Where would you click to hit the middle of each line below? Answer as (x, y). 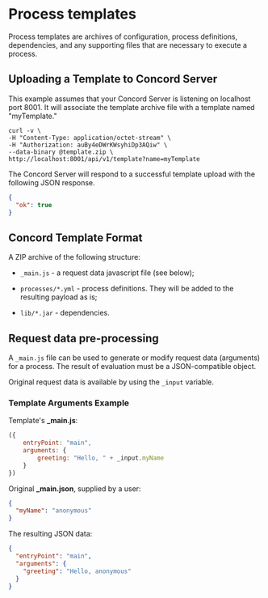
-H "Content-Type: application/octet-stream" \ (90, 138)
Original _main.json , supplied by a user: (75, 488)
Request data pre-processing (84, 338)
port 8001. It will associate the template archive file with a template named (132, 107)
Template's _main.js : (43, 421)
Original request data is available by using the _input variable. (111, 382)
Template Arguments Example (69, 403)
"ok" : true (34, 205)
